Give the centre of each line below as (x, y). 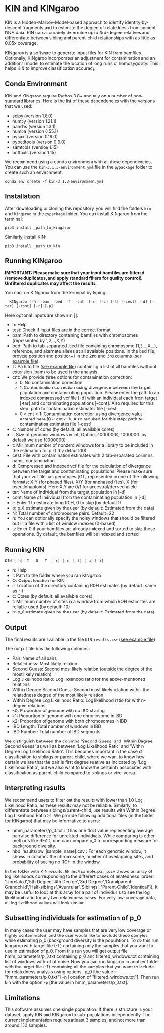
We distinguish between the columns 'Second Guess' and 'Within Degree (79, 741)
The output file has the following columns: (47, 649)
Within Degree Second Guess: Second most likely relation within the (81, 690)
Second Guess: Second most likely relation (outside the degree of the (82, 669)
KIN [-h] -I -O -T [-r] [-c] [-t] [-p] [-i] (55, 561)
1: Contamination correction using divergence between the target (85, 387)
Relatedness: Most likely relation (45, 663)
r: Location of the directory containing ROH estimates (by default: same (84, 586)
